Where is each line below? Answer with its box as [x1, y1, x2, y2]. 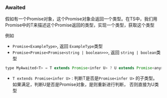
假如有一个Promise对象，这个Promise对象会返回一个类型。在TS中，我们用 [5, 16, 158, 22]
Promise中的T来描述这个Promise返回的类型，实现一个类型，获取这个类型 [5, 22, 155, 28]
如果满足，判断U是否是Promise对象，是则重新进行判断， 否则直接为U [12, 82, 155, 88]
